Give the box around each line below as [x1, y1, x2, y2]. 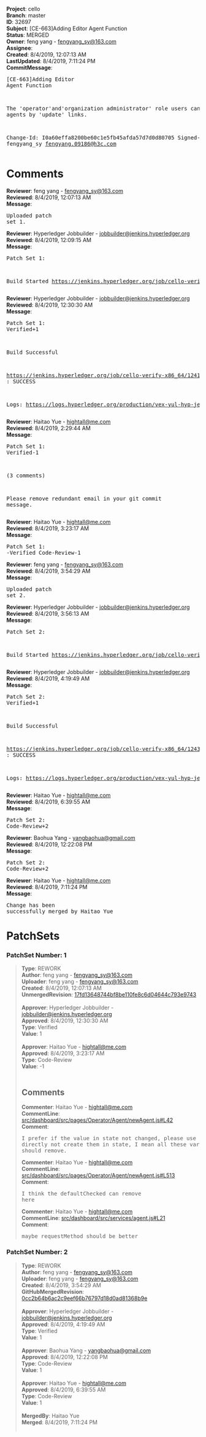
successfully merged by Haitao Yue [6, 907, 113, 915]
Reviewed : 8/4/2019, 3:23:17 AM [6, 525, 90, 532]
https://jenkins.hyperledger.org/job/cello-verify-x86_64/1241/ [6, 372, 204, 378]
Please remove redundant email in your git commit [6, 495, 162, 502]
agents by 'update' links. [6, 111, 88, 118]
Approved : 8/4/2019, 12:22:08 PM [21, 1353, 109, 1360]
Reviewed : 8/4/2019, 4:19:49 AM [6, 675, 90, 682]
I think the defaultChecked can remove [21, 1190, 142, 1197]
